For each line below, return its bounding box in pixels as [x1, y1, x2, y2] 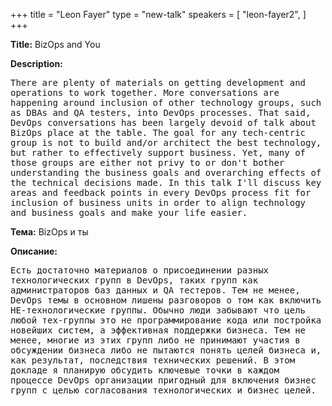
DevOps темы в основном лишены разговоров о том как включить [10, 295, 322, 306]
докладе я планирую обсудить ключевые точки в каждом [10, 365, 280, 376]
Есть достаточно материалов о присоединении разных [10, 265, 270, 276]
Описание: [10, 245, 58, 257]
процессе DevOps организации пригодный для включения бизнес [10, 375, 317, 386]
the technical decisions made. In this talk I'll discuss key [10, 177, 322, 188]
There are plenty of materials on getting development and [10, 77, 307, 88]
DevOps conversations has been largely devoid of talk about [10, 117, 317, 128]
